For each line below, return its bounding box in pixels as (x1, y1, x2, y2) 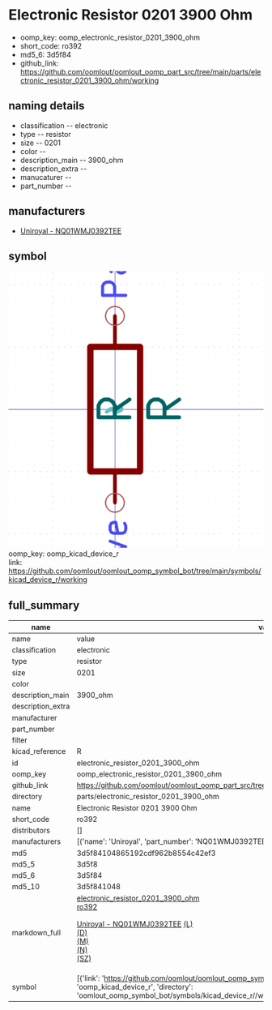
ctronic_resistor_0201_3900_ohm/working (19, 75, 159, 85)
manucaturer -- (19, 172, 72, 182)
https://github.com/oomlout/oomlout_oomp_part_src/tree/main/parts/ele (19, 66, 261, 76)
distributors (11, 825, 51, 836)
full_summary (8, 598, 80, 612)
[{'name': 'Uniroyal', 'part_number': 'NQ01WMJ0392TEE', (76, 837, 270, 846)
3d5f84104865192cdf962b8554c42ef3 (76, 848, 216, 858)
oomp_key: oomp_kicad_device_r (8, 549, 120, 558)
